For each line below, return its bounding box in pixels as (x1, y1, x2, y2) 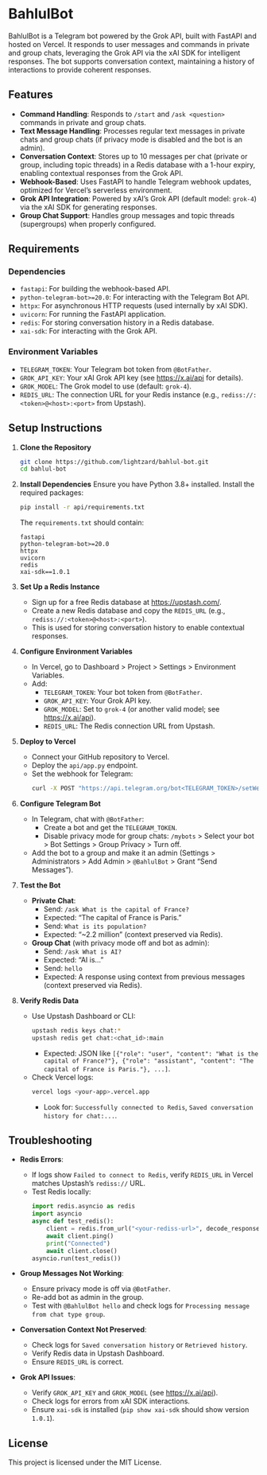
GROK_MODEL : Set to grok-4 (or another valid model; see (43, 704, 220, 714)
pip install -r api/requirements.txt (19, 503, 145, 512)
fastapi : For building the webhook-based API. (19, 284, 171, 294)
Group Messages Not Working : (19, 1269, 125, 1278)
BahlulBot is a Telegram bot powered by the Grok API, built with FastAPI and (8, 31, 257, 41)
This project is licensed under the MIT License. (8, 1457, 162, 1467)
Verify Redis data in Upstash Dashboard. (31, 1348, 164, 1358)
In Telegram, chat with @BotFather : (31, 814, 145, 824)
